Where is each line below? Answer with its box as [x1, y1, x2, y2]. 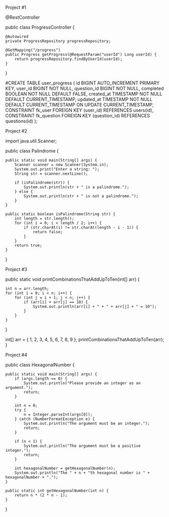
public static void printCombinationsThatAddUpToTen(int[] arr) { [5, 276, 140, 282]
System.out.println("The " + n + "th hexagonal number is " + [14, 470, 150, 475]
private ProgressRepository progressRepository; [5, 38, 111, 44]
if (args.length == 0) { [14, 376, 68, 381]
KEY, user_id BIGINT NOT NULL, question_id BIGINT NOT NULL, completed [5, 86, 164, 91]
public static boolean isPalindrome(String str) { [5, 212, 116, 217]
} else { [14, 189, 33, 194]
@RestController [5, 14, 40, 20]
